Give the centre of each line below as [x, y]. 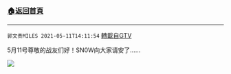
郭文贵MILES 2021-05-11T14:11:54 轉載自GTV [69, 36]
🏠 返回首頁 [25, 10]
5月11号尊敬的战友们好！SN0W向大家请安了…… [74, 50]
